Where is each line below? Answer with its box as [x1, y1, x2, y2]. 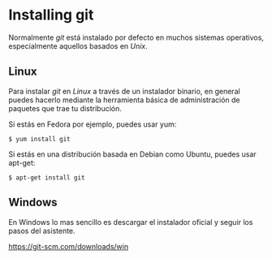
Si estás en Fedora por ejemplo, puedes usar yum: [8, 119, 177, 129]
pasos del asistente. [8, 226, 76, 235]
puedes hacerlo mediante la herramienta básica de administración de [8, 95, 240, 105]
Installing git [8, 6, 94, 24]
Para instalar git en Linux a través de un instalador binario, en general [8, 86, 241, 96]
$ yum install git [8, 135, 71, 143]
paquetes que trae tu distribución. [8, 103, 122, 113]
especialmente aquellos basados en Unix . [8, 41, 148, 50]
